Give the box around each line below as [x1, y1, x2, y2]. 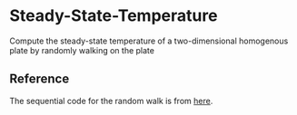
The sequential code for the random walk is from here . [9, 95, 213, 106]
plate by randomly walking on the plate [9, 44, 154, 55]
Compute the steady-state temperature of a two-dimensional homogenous [9, 35, 289, 46]
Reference [9, 72, 70, 87]
